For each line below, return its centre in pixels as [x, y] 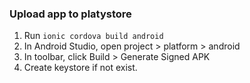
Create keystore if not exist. [80, 68]
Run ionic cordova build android [93, 36]
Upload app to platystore [70, 14]
